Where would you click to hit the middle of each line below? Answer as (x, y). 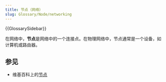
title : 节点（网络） (24, 10)
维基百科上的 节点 (30, 75)
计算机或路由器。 (23, 44)
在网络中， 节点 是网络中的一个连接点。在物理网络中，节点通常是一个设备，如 (83, 39)
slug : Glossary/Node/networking (38, 14)
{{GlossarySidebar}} (26, 28)
